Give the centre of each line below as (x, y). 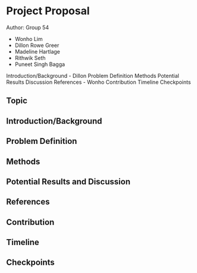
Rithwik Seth (30, 58)
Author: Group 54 (28, 27)
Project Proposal (48, 11)
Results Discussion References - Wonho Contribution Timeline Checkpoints (99, 82)
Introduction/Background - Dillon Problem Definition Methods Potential (93, 76)
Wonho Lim (29, 39)
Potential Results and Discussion (68, 182)
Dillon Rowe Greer (37, 45)
